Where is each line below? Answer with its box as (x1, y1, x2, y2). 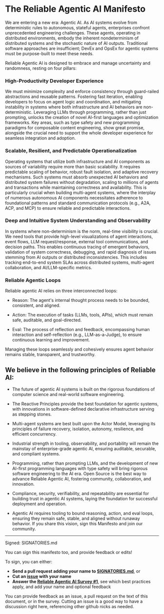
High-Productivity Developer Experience (5, 77, 104, 84)
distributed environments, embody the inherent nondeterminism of (5, 35, 139, 41)
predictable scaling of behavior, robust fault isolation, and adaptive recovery (5, 169, 159, 175)
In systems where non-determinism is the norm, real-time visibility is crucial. (5, 228, 159, 234)
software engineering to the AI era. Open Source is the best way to (12, 471, 146, 476)
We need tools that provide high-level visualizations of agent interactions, (5, 233, 153, 239)
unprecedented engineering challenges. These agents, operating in (5, 30, 141, 36)
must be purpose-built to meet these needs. (5, 50, 94, 57)
